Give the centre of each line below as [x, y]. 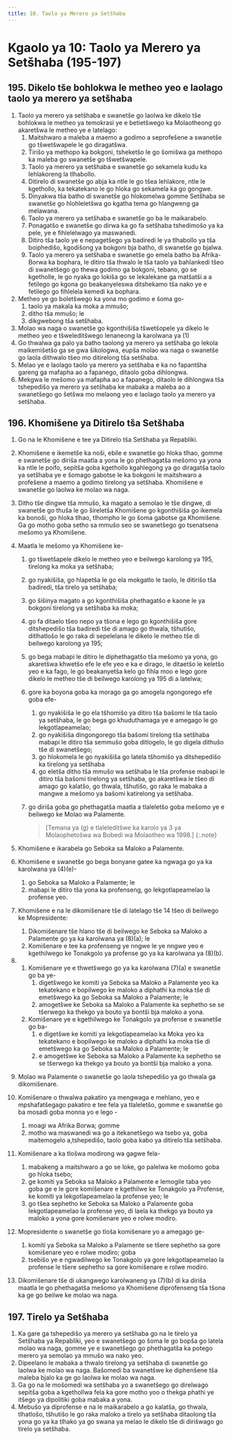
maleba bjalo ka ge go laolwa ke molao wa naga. [87, 1378]
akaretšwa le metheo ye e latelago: [67, 130]
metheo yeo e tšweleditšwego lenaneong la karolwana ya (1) [104, 335]
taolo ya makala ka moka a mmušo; [78, 306]
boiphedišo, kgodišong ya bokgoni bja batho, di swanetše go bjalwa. [126, 247]
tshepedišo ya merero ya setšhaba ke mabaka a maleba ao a [104, 387]
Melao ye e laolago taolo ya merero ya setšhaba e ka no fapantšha [112, 365]
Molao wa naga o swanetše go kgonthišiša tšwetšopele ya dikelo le [113, 328]
